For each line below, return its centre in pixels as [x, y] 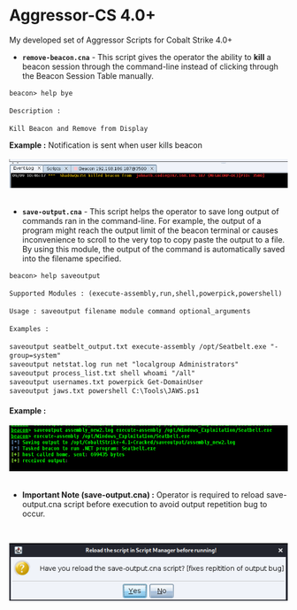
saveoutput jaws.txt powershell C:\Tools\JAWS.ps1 [104, 391]
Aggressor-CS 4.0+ [83, 15]
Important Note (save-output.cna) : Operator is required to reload [143, 494]
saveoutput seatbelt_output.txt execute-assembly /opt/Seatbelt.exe [138, 347]
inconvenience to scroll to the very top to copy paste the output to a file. [153, 240]
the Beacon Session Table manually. [88, 75]
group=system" [35, 356]
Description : [35, 111]
